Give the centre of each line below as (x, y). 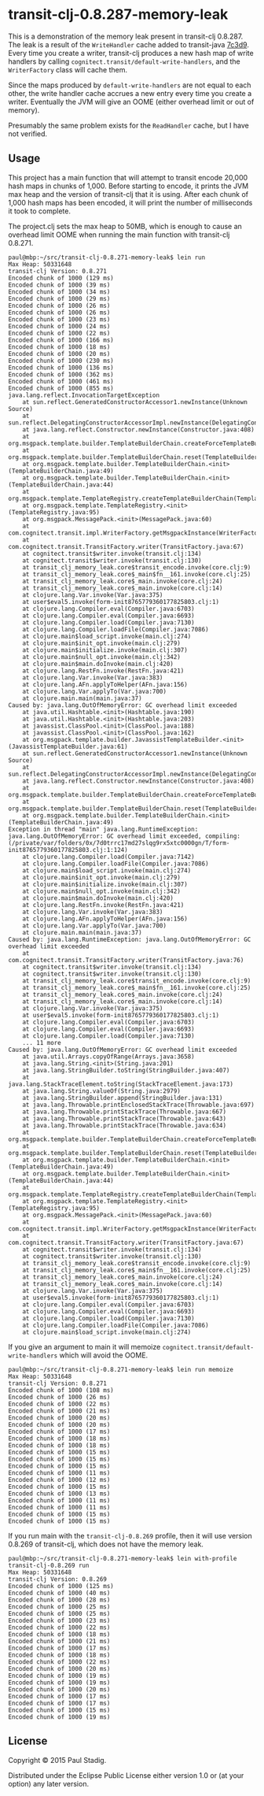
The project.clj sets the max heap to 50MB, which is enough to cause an (125, 226)
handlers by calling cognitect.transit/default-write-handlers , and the (125, 61)
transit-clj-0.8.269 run (49, 1565)
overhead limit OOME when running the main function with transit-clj (119, 235)
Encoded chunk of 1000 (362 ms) (61, 374)
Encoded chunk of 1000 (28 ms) (59, 1600)
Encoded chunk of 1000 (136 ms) (61, 368)
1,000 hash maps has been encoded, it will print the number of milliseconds (130, 202)
